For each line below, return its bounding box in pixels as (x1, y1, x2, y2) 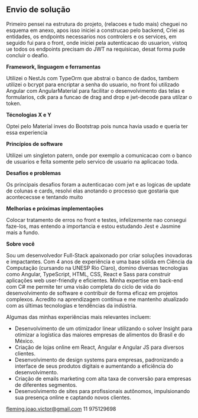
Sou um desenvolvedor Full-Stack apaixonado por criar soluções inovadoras (6, 252, 193, 259)
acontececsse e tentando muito (6, 193, 83, 200)
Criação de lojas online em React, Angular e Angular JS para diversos (14, 344, 184, 351)
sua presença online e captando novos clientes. (14, 394, 131, 401)
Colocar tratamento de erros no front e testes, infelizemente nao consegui (6, 216, 187, 223)
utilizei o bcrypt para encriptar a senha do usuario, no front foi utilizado (6, 81, 180, 88)
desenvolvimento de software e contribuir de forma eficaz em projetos (6, 289, 178, 296)
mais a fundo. (6, 228, 40, 236)
